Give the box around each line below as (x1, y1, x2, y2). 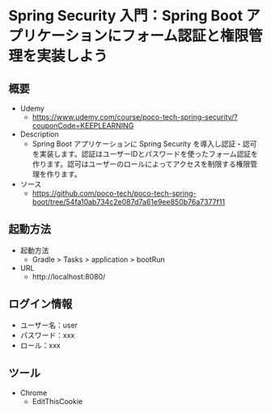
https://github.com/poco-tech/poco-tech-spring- (32, 188, 197, 198)
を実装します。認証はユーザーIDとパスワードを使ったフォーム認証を (32, 150, 259, 158)
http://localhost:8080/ (32, 272, 106, 281)
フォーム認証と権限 (121, 27, 249, 45)
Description (19, 129, 59, 139)
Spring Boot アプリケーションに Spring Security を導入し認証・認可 (32, 139, 257, 149)
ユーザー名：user (19, 320, 78, 330)
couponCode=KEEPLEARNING (32, 121, 134, 130)
